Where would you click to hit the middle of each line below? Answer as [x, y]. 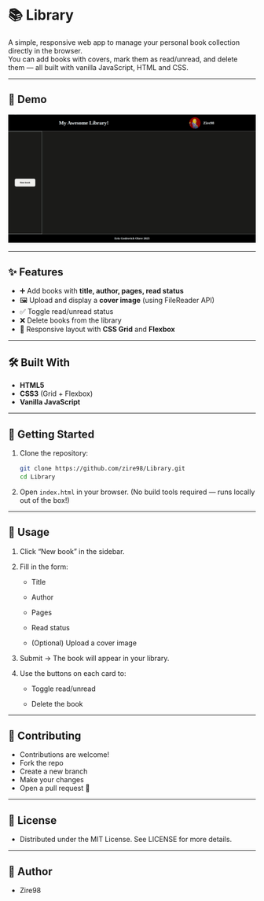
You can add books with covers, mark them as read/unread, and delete [123, 59]
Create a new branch [53, 771]
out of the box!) [44, 500]
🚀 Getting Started [51, 434]
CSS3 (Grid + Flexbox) [56, 393]
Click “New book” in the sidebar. [72, 551]
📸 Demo [27, 100]
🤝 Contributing [45, 736]
